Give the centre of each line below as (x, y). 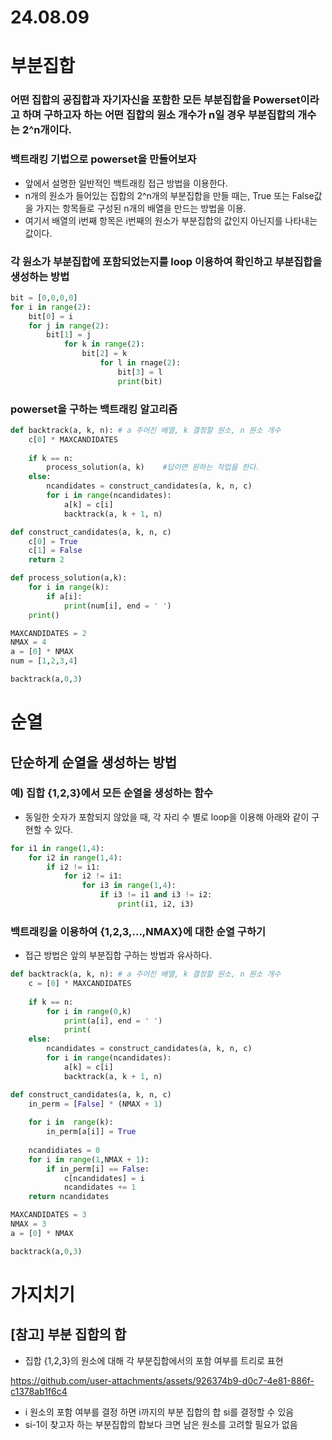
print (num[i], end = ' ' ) (117, 606)
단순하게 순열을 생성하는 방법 (94, 762)
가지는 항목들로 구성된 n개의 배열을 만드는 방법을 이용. (141, 208)
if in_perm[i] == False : (98, 1169)
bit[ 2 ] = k (104, 354)
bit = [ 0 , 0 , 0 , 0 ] (44, 297)
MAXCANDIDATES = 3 (48, 1215)
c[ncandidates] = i (104, 1178)
